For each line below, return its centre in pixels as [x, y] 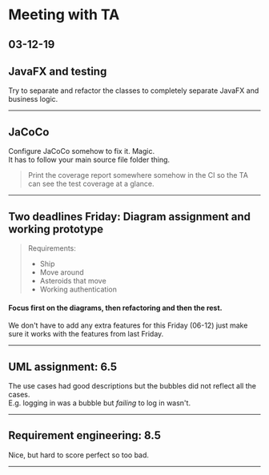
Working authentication [78, 289]
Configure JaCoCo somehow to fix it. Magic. [81, 151]
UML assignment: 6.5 [63, 366]
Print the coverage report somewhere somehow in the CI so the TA [138, 175]
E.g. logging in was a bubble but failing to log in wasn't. [99, 403]
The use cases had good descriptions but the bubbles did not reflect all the [132, 386]
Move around [62, 272]
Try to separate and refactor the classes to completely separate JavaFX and [134, 91]
